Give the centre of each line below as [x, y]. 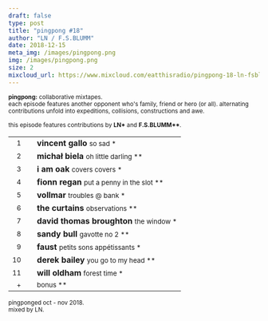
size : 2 [21, 68]
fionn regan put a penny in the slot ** [100, 182]
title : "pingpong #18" [46, 30]
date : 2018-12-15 [37, 46]
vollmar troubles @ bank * [81, 195]
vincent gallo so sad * [77, 143]
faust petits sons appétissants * [89, 247]
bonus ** [52, 285]
